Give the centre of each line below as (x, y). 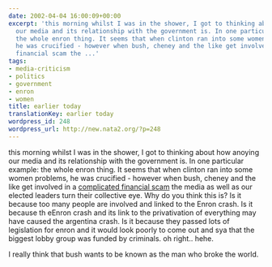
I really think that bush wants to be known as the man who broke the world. (134, 254)
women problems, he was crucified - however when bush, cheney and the (132, 178)
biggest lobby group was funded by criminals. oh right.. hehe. (111, 238)
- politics (27, 76)
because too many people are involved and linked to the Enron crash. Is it (131, 204)
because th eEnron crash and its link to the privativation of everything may (132, 213)
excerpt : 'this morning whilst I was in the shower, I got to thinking (132, 24)
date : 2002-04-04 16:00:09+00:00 (65, 16)
